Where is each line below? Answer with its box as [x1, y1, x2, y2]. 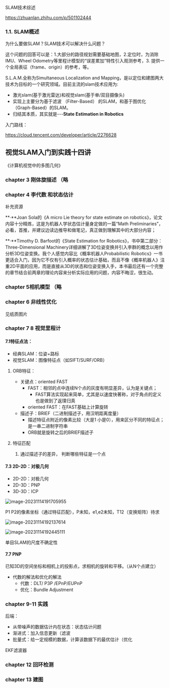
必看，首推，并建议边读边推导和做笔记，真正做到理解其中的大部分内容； [5, 227, 156, 233]
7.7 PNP [5, 551, 22, 557]
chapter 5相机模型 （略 [5, 284, 62, 291]
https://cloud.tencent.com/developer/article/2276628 [5, 132, 117, 138]
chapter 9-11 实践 [5, 601, 48, 607]
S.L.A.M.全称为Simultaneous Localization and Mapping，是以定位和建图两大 [5, 75, 164, 81]
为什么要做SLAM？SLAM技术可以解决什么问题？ [5, 41, 106, 47]
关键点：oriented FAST [20, 379, 68, 385]
